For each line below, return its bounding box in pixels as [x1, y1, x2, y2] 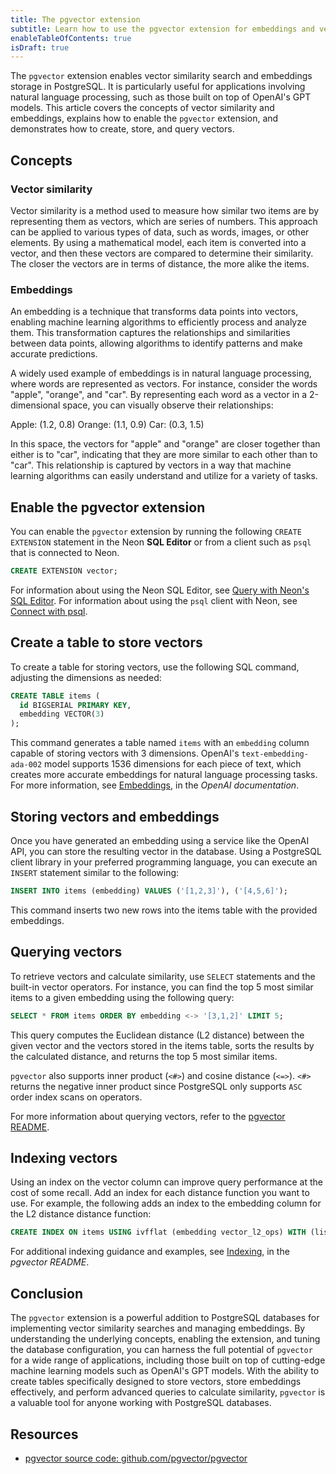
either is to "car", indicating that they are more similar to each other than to [10, 449, 318, 461]
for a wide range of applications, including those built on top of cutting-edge [10, 1354, 326, 1366]
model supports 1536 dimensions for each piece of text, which [44, 758, 302, 770]
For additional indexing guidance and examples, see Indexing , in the [10, 1246, 290, 1258]
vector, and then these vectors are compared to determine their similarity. [10, 247, 314, 259]
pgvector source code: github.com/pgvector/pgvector [24, 1452, 248, 1464]
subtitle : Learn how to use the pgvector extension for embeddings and [10, 24, 315, 34]
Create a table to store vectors [10, 634, 203, 651]
